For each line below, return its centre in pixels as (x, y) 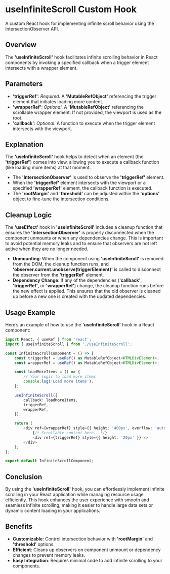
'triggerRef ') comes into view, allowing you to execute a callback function (82, 162)
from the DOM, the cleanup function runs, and (60, 264)
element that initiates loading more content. (58, 101)
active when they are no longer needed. (47, 249)
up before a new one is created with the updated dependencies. (79, 296)
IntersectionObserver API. (32, 28)
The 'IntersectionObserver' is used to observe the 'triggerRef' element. (89, 177)
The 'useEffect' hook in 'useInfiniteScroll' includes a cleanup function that (84, 227)
